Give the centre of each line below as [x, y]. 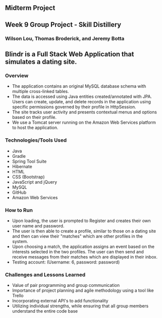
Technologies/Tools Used [36, 140]
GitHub [19, 192]
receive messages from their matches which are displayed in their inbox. [85, 257]
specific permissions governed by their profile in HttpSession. [74, 107]
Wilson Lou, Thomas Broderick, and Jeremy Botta [65, 38]
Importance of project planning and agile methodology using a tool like [83, 290]
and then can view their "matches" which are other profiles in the [77, 236]
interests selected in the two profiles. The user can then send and [78, 252]
